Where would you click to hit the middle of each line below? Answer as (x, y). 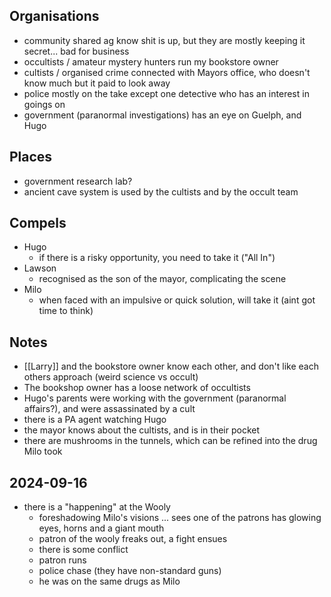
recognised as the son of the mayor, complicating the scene (162, 279)
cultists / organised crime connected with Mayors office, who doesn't (167, 72)
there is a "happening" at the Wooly (97, 507)
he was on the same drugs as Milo (109, 581)
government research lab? (78, 181)
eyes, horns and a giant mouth (101, 528)
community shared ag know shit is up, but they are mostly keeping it (164, 40)
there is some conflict (83, 550)
